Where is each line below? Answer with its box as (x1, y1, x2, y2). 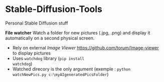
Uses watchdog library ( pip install (12, 55, 84, 61)
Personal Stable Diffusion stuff (5, 20, 69, 26)
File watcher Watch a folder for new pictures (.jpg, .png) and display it (5, 29, 150, 35)
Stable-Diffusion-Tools (5, 3, 103, 15)
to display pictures (12, 50, 51, 56)
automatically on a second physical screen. (5, 35, 95, 41)
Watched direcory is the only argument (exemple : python (12, 66, 131, 72)
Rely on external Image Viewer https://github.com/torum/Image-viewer (12, 44, 159, 50)
